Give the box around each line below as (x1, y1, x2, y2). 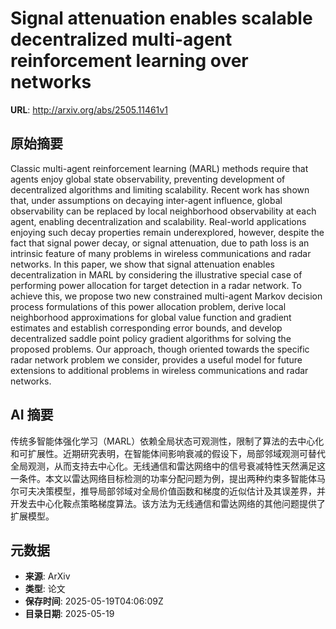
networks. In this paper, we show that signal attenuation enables (10, 258, 275, 270)
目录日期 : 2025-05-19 (24, 608, 115, 620)
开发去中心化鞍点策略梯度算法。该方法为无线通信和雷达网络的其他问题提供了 (10, 497, 326, 509)
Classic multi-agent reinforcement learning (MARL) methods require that (10, 162, 309, 174)
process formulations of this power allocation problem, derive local (10, 300, 287, 312)
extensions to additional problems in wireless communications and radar (10, 364, 309, 376)
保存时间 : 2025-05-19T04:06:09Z (24, 595, 164, 607)
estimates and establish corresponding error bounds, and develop (10, 322, 283, 334)
